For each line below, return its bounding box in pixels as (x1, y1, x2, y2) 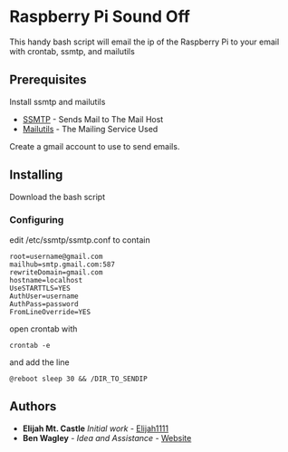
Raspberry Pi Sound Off (9, 6, 190, 27)
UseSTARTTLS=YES (9, 284, 71, 293)
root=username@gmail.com (9, 252, 103, 261)
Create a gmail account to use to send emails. (9, 140, 180, 151)
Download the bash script (9, 191, 106, 202)
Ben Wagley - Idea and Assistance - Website (22, 432, 192, 443)
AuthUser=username (9, 292, 79, 301)
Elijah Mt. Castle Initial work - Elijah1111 (22, 423, 169, 434)
